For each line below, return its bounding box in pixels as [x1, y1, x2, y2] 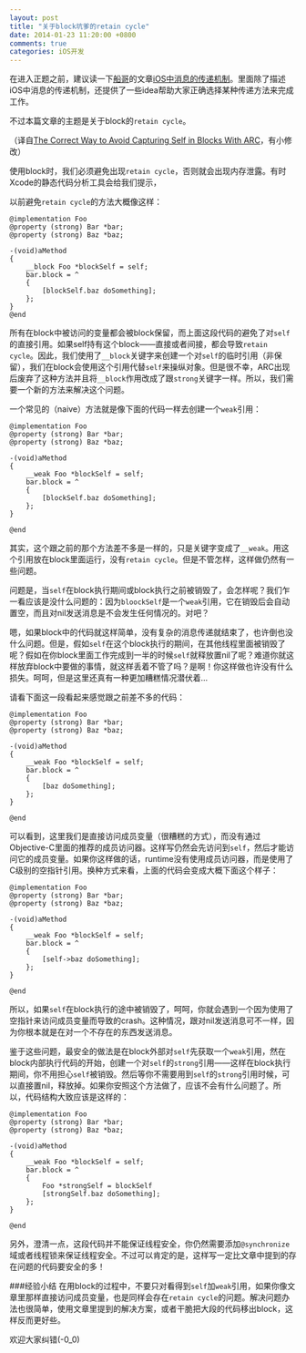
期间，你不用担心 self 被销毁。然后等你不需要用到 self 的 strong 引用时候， [9, 1069, 282, 1080]
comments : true [9, 38, 67, 48]
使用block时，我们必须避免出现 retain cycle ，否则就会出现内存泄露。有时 [9, 166, 287, 177]
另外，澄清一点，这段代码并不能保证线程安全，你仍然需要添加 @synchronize [9, 1238, 290, 1249]
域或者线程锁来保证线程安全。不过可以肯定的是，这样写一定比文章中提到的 [9, 1250, 289, 1261]
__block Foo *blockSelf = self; [25, 262, 148, 272]
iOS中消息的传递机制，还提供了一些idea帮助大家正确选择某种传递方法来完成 [9, 85, 294, 96]
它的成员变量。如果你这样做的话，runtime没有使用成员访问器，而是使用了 [16, 854, 294, 865]
